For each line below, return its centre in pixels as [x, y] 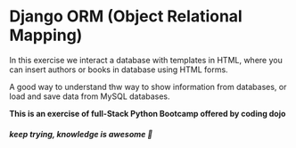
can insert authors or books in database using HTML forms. [119, 70]
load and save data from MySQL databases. [90, 96]
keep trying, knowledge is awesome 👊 [81, 134]
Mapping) [46, 35]
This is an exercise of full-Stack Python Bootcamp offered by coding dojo [148, 113]
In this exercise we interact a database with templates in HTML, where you [146, 60]
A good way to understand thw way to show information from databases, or [148, 86]
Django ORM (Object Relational [126, 16]
